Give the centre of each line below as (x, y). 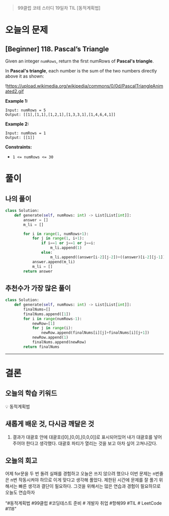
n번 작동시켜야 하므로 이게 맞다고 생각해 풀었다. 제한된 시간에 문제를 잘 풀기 (84, 480)
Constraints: (19, 147)
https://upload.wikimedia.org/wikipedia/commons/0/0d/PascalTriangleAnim (85, 86)
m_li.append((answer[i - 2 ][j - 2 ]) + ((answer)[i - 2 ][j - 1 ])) (109, 257)
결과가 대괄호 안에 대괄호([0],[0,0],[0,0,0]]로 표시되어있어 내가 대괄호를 (82, 437)
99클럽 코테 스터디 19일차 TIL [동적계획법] (59, 8)
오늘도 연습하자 (20, 492)
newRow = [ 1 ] (44, 323)
